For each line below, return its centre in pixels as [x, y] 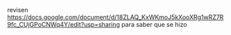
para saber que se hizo [154, 24]
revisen [18, 10]
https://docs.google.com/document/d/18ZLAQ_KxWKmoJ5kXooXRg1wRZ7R [115, 17]
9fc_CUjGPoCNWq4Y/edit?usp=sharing [63, 24]
